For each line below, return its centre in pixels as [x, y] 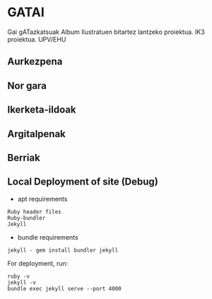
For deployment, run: [38, 263]
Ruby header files [34, 212]
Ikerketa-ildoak [42, 110]
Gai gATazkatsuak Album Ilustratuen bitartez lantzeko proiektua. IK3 [106, 32]
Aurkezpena [35, 62]
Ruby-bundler [26, 218]
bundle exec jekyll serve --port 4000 [64, 288]
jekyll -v [22, 282]
